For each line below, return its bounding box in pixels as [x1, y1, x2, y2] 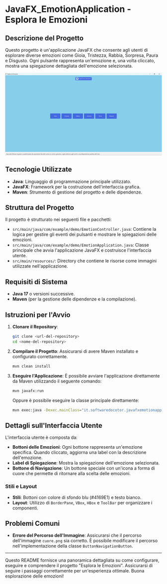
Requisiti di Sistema [5, 278, 68, 286]
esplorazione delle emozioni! [5, 573, 64, 579]
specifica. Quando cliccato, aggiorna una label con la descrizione [12, 449, 147, 456]
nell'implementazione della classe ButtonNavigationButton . [12, 543, 133, 549]
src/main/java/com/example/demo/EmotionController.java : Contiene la [12, 226, 157, 232]
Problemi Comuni [5, 519, 60, 528]
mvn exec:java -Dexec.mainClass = [12, 407, 82, 412]
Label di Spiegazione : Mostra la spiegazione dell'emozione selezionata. [12, 460, 160, 466]
